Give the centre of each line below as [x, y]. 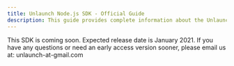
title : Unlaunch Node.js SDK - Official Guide [76, 14]
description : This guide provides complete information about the [106, 20]
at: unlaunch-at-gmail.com [45, 55]
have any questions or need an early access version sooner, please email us [117, 47]
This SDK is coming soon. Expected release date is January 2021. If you [110, 40]
